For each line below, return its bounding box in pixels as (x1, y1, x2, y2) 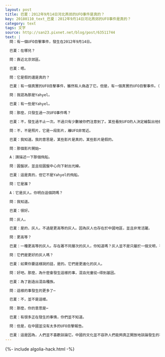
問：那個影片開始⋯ (9, 146, 41, 151)
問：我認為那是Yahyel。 (9, 93, 53, 97)
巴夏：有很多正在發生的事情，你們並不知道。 (9, 315, 87, 320)
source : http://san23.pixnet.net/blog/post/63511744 (5, 30, 115, 35)
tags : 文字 (5, 26, 26, 31)
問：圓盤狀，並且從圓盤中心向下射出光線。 (9, 163, 83, 169)
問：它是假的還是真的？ (9, 75, 50, 80)
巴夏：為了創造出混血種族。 (9, 279, 57, 284)
